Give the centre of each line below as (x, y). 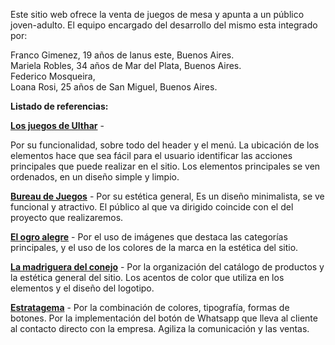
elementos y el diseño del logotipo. (82, 288)
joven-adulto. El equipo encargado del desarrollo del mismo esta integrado (164, 25)
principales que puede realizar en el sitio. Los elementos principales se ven (165, 166)
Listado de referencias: (59, 106)
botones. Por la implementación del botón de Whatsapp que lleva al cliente (164, 318)
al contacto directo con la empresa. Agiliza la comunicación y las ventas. (160, 328)
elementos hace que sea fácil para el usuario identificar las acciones (151, 155)
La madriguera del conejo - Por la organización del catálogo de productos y (167, 267)
